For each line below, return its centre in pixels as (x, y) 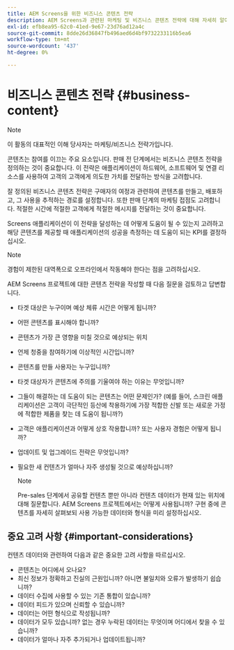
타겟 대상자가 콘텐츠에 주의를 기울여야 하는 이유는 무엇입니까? (101, 381)
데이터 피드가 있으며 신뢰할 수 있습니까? (71, 604)
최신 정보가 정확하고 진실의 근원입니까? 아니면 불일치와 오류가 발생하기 (113, 578)
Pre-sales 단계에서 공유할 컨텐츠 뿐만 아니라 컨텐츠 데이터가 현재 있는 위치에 (121, 495)
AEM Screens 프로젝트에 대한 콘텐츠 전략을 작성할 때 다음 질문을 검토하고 (107, 284)
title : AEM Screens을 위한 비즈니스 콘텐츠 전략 (70, 14)
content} (33, 110)
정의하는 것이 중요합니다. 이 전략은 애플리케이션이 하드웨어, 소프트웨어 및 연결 (112, 167)
